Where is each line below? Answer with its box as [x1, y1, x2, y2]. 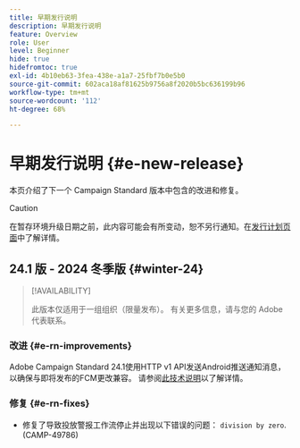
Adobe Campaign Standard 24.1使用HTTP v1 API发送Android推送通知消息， [9, 361, 286, 372]
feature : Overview [9, 30, 78, 38]
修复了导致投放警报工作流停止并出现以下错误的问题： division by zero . [21, 419, 287, 430]
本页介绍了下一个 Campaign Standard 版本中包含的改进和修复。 [9, 185, 244, 196]
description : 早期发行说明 [9, 21, 102, 30]
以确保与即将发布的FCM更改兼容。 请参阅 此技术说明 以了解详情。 [9, 373, 248, 384]
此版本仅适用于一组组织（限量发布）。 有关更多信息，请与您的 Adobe [30, 304, 284, 314]
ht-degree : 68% [9, 105, 66, 114]
